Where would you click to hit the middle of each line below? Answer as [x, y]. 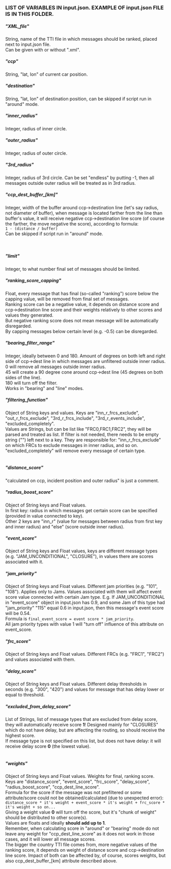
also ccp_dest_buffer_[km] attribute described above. [61, 861]
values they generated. [29, 315]
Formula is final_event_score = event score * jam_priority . [70, 619]
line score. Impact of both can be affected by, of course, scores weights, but [85, 856]
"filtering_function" [27, 400]
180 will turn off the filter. [31, 383]
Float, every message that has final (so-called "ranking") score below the [82, 293]
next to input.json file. [28, 44]
